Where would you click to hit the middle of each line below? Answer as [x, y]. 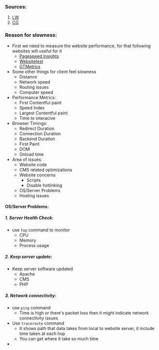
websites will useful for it [37, 51]
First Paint [29, 144]
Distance [28, 77]
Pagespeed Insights [39, 56]
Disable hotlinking [44, 185]
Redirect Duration [37, 128]
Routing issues [34, 87]
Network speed [35, 82]
